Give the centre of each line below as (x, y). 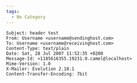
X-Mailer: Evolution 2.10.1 (40, 69)
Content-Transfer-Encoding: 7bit (47, 74)
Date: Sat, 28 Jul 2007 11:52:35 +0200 (55, 53)
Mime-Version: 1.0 (28, 64)
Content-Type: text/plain (37, 48)
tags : (13, 11)
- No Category (28, 17)
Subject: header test (32, 33)
